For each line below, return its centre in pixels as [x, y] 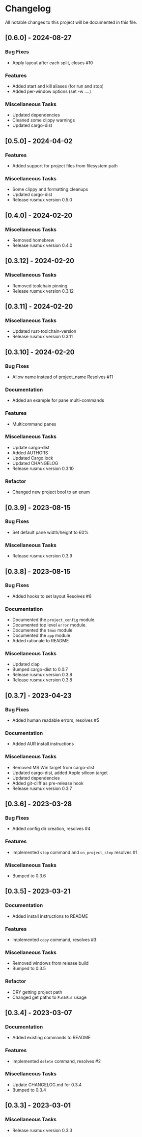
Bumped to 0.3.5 [29, 969]
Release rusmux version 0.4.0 [42, 245]
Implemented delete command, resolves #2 [57, 1061]
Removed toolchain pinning [40, 286]
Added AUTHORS [30, 453]
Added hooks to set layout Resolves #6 [52, 596]
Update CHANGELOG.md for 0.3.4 [47, 1085]
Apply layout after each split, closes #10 [53, 63]
